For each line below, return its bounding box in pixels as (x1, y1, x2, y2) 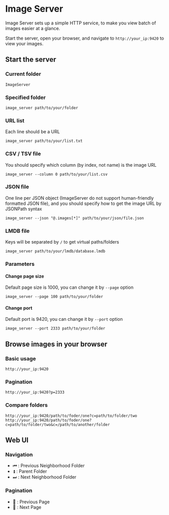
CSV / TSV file (5, 150, 42, 158)
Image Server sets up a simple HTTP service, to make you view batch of (5, 20, 156, 26)
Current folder (5, 71, 42, 78)
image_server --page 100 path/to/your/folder (5, 294, 103, 299)
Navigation (5, 451, 33, 458)
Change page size (5, 273, 44, 279)
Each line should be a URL (5, 129, 60, 135)
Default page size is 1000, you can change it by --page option (5, 284, 133, 290)
